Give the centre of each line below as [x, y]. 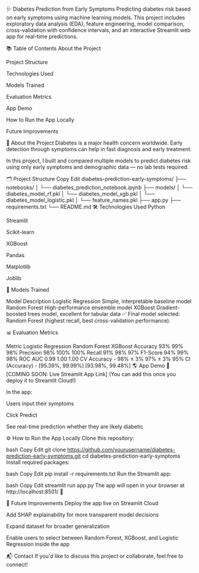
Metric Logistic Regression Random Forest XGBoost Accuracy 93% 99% [95, 346]
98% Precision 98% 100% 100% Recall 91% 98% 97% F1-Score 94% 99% [97, 353]
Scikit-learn [20, 232]
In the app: [19, 392]
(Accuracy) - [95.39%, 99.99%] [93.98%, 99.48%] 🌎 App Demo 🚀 [88, 366]
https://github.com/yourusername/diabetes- [121, 450]
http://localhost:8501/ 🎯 [35, 491]
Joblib [14, 278]
